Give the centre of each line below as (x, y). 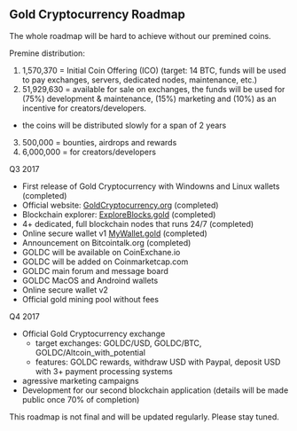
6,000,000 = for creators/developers (89, 152)
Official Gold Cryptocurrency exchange (94, 333)
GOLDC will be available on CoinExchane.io (101, 252)
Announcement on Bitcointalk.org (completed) (106, 242)
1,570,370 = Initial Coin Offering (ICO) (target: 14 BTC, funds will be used (154, 70)
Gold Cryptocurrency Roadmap (98, 15)
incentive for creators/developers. (84, 108)
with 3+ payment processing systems (104, 371)
